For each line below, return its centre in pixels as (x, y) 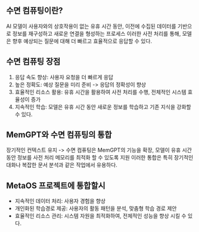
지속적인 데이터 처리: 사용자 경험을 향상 (60, 201)
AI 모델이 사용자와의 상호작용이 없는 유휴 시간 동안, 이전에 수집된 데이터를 (91, 26)
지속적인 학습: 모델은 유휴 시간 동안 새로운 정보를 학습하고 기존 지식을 (95, 106)
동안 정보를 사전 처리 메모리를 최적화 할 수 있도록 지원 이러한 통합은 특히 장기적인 (100, 158)
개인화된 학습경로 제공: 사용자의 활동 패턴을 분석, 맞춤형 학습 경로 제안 (96, 209)
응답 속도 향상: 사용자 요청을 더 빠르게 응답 (64, 77)
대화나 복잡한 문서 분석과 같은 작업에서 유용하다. (62, 165)
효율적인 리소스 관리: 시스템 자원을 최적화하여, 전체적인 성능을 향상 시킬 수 (100, 216)
